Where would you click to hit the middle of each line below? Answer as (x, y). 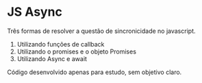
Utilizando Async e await (52, 58)
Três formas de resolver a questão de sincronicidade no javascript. (101, 31)
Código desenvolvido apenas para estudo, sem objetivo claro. (94, 72)
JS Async (35, 12)
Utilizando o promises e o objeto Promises (77, 51)
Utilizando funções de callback (61, 44)
